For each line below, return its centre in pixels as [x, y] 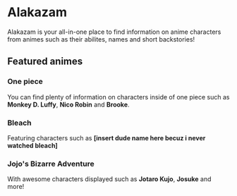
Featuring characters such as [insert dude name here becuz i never [107, 137]
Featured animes [45, 62]
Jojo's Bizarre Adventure [51, 164]
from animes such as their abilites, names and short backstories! [101, 39]
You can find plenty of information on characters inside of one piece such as [119, 97]
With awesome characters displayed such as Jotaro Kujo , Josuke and [109, 179]
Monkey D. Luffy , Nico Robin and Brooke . [68, 104]
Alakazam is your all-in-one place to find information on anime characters [114, 32]
